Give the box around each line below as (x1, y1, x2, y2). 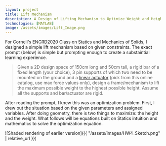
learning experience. (5, 55, 47, 60)
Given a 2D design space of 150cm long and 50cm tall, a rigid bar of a (17, 64, 160, 70)
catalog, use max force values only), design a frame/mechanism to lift (17, 80, 160, 86)
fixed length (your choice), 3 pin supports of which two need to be (17, 69, 153, 75)
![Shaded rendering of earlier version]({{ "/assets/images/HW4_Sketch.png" (5, 130, 161, 136)
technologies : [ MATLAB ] (5, 21, 54, 26)
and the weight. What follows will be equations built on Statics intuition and (5, 116, 158, 121)
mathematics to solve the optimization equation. (5, 121, 103, 127)
